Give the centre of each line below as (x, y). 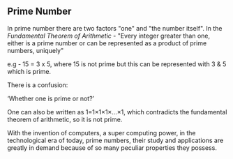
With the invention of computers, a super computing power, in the (102, 132)
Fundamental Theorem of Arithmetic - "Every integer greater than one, (109, 36)
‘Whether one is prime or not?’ (51, 98)
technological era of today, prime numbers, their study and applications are (115, 140)
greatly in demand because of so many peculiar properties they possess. (112, 147)
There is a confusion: (38, 85)
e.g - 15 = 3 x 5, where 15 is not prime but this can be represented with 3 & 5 (117, 64)
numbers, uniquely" (36, 50)
